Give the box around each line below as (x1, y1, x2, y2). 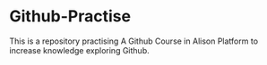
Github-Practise (9, 6, 132, 27)
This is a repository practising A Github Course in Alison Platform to (9, 36, 258, 46)
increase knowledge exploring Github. (9, 45, 150, 55)
